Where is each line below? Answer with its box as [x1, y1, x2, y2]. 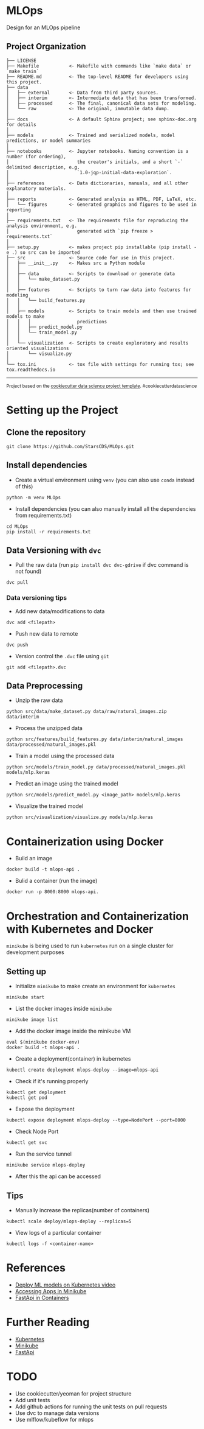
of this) [15, 482, 33, 490]
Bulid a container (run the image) [15, 877, 98, 885]
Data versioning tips [6, 594, 67, 602]
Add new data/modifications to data [15, 607, 105, 615]
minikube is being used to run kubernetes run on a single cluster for [6, 942, 174, 950]
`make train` [6, 68, 39, 74]
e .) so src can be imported [6, 249, 80, 256]
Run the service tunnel [15, 1150, 72, 1157]
